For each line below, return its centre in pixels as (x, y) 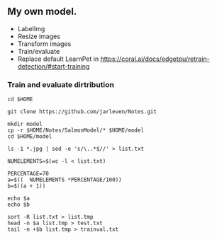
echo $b (19, 205)
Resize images (39, 36)
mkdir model (25, 124)
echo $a (19, 199)
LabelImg (31, 28)
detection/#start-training (54, 66)
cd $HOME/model (30, 137)
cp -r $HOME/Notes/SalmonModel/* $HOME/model (76, 130)
